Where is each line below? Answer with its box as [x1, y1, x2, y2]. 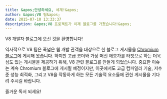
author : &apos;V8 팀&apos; [5, 12, 60, 17]
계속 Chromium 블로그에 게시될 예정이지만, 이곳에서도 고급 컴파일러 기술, [10, 65, 153, 71]
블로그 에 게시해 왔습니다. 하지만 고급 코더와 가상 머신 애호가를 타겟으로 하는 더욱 [5, 53, 161, 59]
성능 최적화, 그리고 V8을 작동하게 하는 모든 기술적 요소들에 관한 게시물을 [10, 71, 151, 78]
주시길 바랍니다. [10, 78, 41, 84]
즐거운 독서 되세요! [5, 88, 41, 94]
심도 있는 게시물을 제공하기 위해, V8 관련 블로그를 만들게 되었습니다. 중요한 [5, 59, 151, 65]
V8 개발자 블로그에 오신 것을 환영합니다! [5, 36, 83, 42]
